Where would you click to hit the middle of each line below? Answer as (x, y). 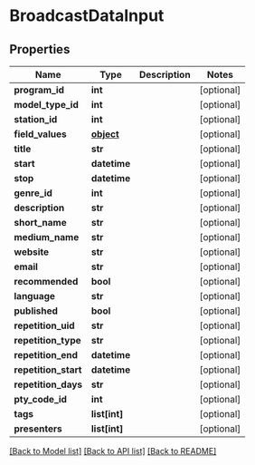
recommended (46, 281)
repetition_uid (44, 325)
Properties (40, 49)
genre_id (33, 193)
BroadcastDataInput (87, 16)
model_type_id (47, 105)
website (32, 252)
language (35, 296)
